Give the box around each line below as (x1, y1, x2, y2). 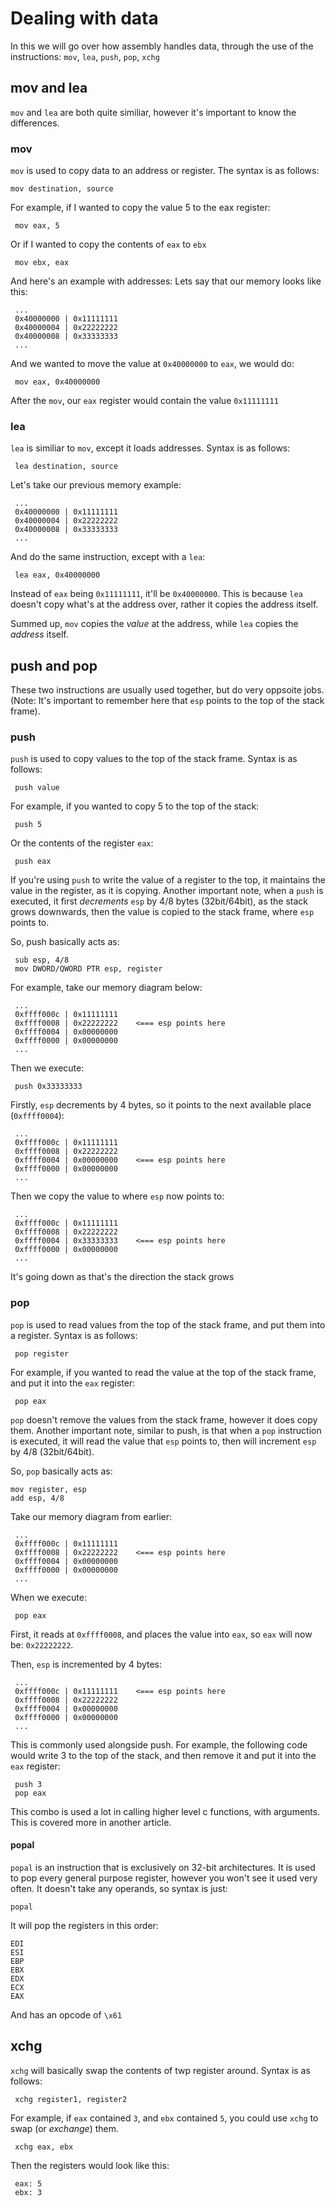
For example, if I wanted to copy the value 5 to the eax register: (10, 202, 271, 214)
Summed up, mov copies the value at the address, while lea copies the (10, 618, 299, 630)
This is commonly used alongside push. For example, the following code (10, 1738, 308, 1751)
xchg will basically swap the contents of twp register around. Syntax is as (10, 2064, 311, 2076)
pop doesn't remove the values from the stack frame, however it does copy (10, 1413, 318, 1426)
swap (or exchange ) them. (10, 2122, 120, 2134)
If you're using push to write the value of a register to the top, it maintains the (10, 874, 326, 886)
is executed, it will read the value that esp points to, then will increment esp (10, 1435, 317, 1447)
